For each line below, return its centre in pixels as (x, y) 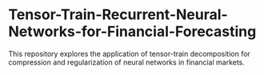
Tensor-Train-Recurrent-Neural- (118, 15)
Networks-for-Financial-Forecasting (132, 32)
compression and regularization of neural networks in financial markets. (127, 62)
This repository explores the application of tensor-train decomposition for (129, 53)
